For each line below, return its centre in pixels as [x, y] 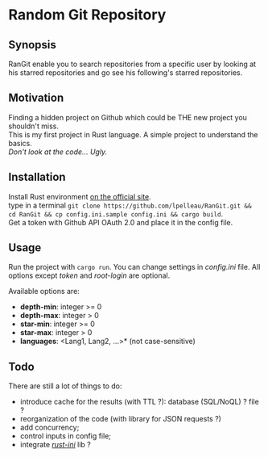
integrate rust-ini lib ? [55, 445]
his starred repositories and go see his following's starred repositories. [126, 73]
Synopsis [32, 45]
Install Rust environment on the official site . [80, 196]
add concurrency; [49, 428]
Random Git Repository [87, 15]
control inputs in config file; [65, 436]
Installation [37, 177]
